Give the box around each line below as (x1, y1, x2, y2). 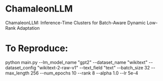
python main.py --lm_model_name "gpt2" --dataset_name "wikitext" (5, 59, 148, 65)
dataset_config (5, 64, 36, 70)
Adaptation (17, 25, 40, 31)
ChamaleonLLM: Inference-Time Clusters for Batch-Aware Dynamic (5, 20, 146, 26)
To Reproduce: (5, 43, 68, 54)
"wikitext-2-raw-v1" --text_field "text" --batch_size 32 (37, 64, 150, 70)
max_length (5, 70, 29, 76)
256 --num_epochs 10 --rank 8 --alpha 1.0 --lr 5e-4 (30, 70, 138, 76)
